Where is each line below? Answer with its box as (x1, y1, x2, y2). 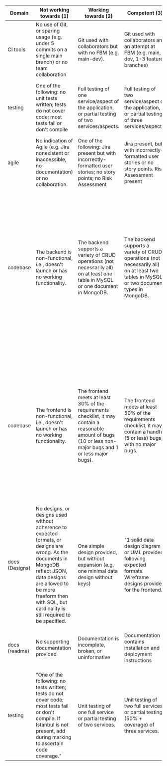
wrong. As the (35, 549, 69, 556)
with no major (124, 441, 156, 448)
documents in (35, 555, 68, 562)
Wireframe (124, 574, 149, 581)
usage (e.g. (35, 33, 62, 40)
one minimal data (78, 568, 118, 574)
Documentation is (78, 635, 119, 642)
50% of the (124, 410, 151, 416)
